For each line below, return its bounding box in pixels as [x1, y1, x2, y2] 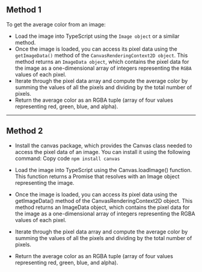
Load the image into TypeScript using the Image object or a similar [14, 32, 180, 40]
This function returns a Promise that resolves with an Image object [14, 173, 180, 180]
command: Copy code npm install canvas [14, 155, 120, 162]
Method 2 [6, 126, 43, 136]
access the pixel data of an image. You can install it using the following [14, 148, 191, 155]
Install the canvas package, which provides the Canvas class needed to [14, 141, 192, 149]
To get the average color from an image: [6, 20, 106, 28]
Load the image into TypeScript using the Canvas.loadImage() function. [14, 166, 192, 173]
